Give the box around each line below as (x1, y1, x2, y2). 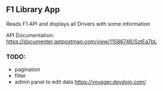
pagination (14, 66, 41, 73)
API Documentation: (6, 32, 55, 39)
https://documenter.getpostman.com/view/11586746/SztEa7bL (6, 38, 157, 45)
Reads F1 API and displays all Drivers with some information (6, 20, 151, 27)
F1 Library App (6, 5, 60, 15)
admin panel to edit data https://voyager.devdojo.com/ (14, 79, 147, 86)
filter (14, 72, 26, 79)
